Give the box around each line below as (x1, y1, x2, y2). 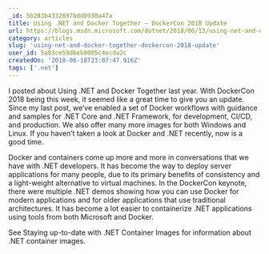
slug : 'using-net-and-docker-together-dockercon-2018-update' (8, 42, 220, 50)
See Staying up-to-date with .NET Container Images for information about (8, 228, 252, 237)
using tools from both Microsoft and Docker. (8, 212, 154, 221)
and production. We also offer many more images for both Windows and (8, 119, 247, 129)
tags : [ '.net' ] (8, 64, 59, 72)
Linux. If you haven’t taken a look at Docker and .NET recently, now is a (8, 128, 243, 138)
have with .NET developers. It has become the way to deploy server (8, 161, 232, 171)
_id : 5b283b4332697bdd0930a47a (8, 11, 113, 20)
